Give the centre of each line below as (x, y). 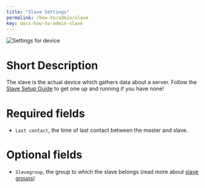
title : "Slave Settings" (38, 12)
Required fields (46, 113)
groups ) (25, 178)
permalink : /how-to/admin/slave (47, 18)
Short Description (52, 65)
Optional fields (44, 155)
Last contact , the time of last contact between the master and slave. (101, 130)
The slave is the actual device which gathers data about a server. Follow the (102, 82)
